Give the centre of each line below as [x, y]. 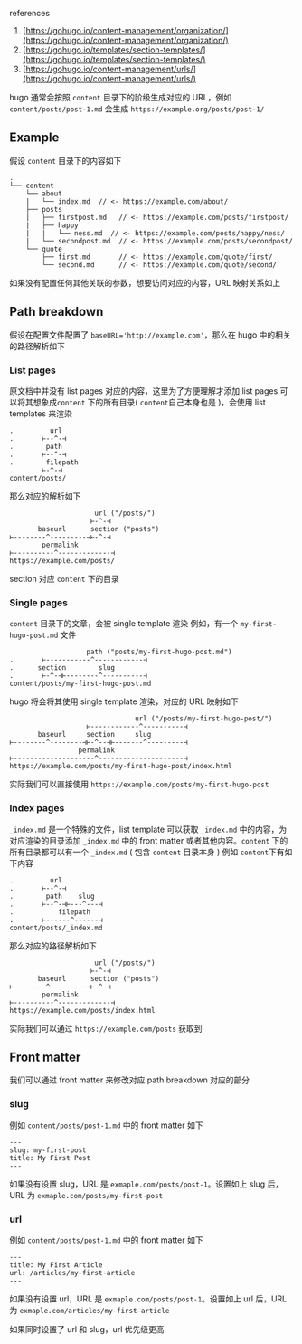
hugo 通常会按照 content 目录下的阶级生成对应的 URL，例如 [121, 97]
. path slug [52, 896]
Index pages [37, 808]
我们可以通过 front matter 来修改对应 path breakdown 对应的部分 [130, 1080]
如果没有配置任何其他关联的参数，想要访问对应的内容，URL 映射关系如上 [145, 282]
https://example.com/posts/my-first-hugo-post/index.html [121, 767]
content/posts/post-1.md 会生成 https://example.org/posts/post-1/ [137, 109]
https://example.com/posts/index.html [82, 1010]
